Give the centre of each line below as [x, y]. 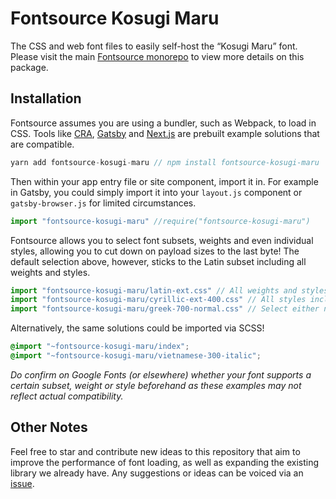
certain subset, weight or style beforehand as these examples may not [156, 385]
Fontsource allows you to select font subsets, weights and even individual [162, 240]
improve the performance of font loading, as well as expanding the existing [165, 462]
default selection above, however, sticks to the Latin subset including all [158, 261]
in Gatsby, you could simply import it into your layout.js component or [156, 192]
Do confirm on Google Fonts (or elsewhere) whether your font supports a [161, 374]
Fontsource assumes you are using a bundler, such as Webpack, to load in [163, 123]
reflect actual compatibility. [67, 396]
